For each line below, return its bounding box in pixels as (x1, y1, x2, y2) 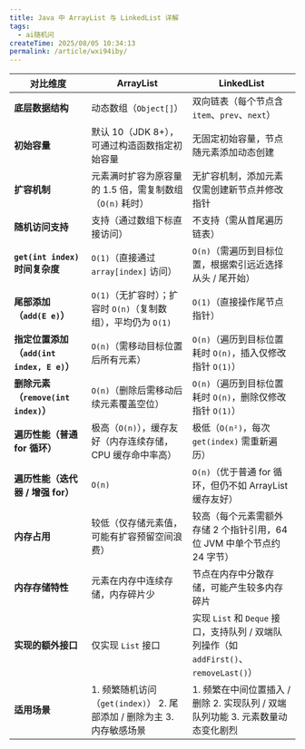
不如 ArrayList (228, 480, 289, 492)
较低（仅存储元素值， (91, 517, 183, 530)
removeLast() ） (192, 666, 258, 679)
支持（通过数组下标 (91, 214, 174, 227)
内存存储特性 (14, 581, 70, 594)
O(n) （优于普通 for (192, 466, 271, 479)
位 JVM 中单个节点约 (192, 537, 281, 550)
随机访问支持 (14, 221, 70, 234)
